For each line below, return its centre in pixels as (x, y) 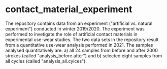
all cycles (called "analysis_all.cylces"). (46, 61)
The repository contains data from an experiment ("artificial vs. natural (79, 23)
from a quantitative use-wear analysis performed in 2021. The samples (79, 45)
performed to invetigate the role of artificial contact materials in (72, 34)
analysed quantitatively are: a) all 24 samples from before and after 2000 (82, 50)
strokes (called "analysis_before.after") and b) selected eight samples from (84, 56)
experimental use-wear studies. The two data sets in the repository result (82, 40)
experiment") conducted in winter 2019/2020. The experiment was (75, 28)
